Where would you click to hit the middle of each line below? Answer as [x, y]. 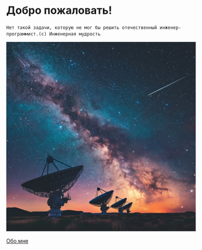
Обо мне [17, 240]
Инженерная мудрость [75, 34]
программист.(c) [26, 34]
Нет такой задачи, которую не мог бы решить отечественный [82, 28]
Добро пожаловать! [59, 11]
